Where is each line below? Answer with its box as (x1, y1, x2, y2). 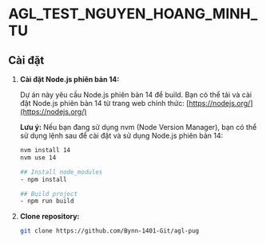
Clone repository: (19, 212, 80, 221)
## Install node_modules (19, 168, 103, 176)
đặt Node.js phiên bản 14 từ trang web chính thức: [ (19, 99, 189, 108)
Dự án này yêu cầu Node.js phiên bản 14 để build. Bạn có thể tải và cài (19, 90, 252, 100)
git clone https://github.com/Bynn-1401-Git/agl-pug (19, 227, 200, 235)
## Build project (19, 190, 78, 198)
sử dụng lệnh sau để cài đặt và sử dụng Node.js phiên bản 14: (19, 131, 224, 140)
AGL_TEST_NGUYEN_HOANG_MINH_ (8, 5, 258, 23)
